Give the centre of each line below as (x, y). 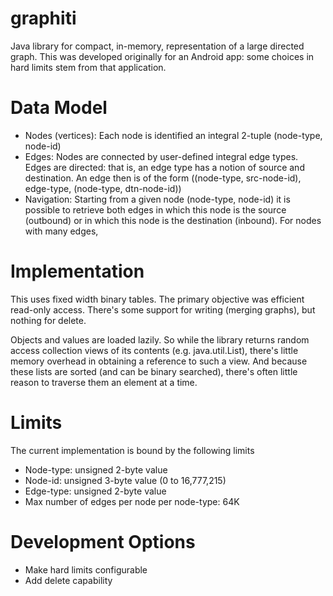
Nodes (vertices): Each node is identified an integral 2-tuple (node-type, (173, 135)
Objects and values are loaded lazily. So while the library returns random (160, 339)
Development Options (103, 541)
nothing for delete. (48, 320)
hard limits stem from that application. (88, 67)
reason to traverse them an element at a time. (104, 382)
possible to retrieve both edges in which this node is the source (155, 209)
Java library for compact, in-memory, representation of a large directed (157, 46)
